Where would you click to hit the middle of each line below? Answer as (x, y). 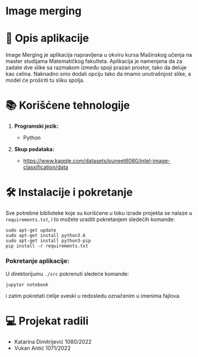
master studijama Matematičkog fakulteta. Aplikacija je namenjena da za (94, 61)
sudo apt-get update (31, 230)
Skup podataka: (34, 149)
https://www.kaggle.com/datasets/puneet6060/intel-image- (97, 161)
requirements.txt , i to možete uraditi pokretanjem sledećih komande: (90, 219)
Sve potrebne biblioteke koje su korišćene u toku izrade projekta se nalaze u (99, 213)
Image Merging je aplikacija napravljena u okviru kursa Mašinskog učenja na (99, 55)
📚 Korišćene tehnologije (68, 105)
